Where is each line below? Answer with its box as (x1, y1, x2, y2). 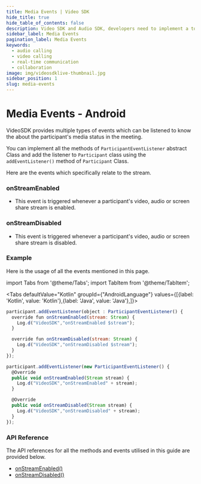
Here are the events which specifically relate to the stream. (6, 169, 151, 176)
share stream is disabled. (14, 239, 77, 246)
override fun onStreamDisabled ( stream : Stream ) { (11, 336, 138, 342)
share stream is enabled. (14, 204, 76, 211)
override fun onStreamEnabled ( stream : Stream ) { (11, 314, 135, 320)
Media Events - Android (6, 107, 126, 120)
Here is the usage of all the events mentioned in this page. (6, 267, 150, 274)
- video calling (11, 53, 52, 59)
